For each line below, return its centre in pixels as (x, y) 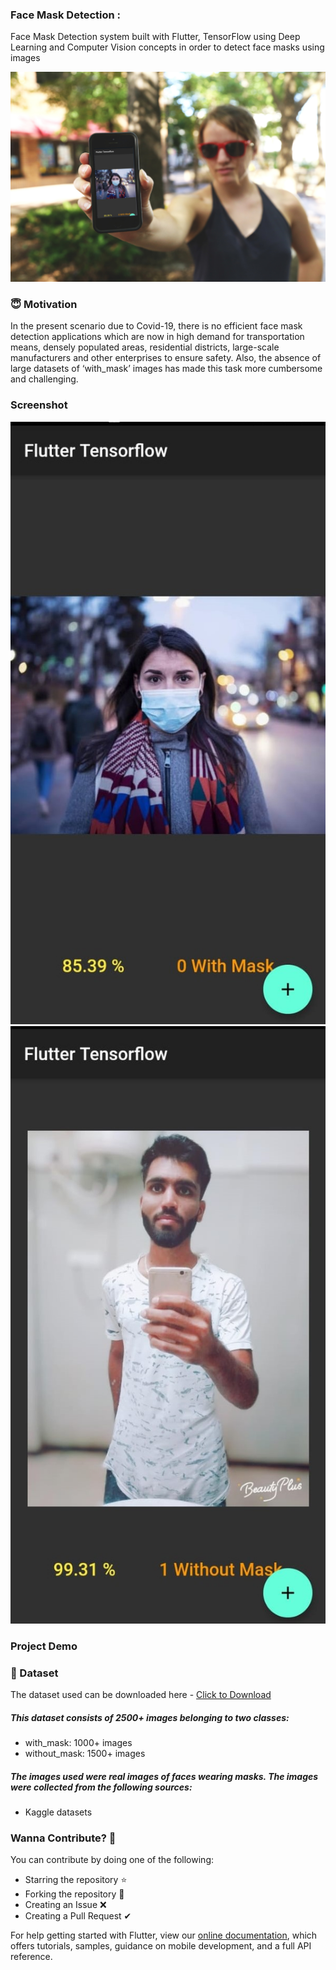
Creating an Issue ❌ (65, 1905)
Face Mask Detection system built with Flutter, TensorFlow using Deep (155, 37)
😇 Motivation (44, 304)
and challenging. (44, 379)
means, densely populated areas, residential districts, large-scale (145, 347)
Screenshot (39, 405)
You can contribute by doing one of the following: (112, 1860)
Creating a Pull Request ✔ (78, 1916)
